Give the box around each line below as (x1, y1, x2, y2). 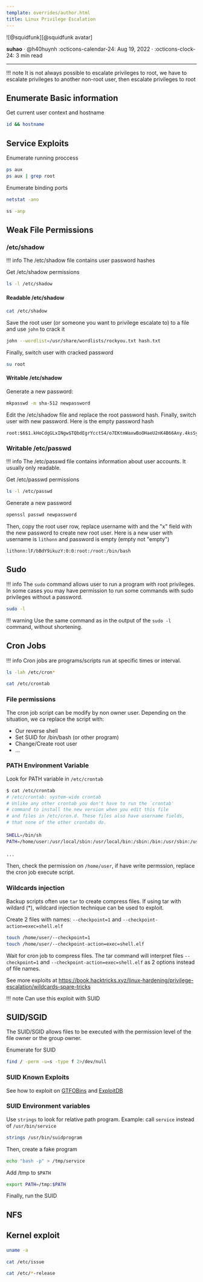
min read (20, 51, 43, 59)
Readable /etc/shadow (6, 294, 65, 301)
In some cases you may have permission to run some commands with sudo (6, 587, 194, 594)
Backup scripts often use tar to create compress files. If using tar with (6, 897, 181, 905)
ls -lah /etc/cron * (6, 669, 56, 675)
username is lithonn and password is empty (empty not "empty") (6, 536, 170, 543)
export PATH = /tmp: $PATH (6, 1181, 66, 1188)
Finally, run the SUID (6, 1192, 57, 1200)
